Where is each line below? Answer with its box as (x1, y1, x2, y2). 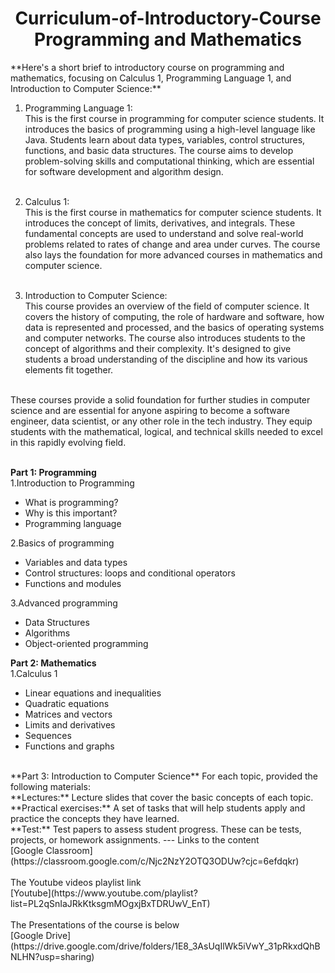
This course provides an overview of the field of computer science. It (24, 300, 310, 312)
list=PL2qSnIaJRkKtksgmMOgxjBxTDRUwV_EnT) (10, 897, 211, 909)
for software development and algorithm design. (24, 165, 224, 177)
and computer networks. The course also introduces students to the (24, 332, 306, 344)
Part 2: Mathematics (10, 657, 97, 669)
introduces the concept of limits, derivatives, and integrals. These (24, 217, 296, 229)
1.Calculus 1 (10, 667, 58, 679)
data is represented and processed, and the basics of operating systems (24, 321, 325, 333)
